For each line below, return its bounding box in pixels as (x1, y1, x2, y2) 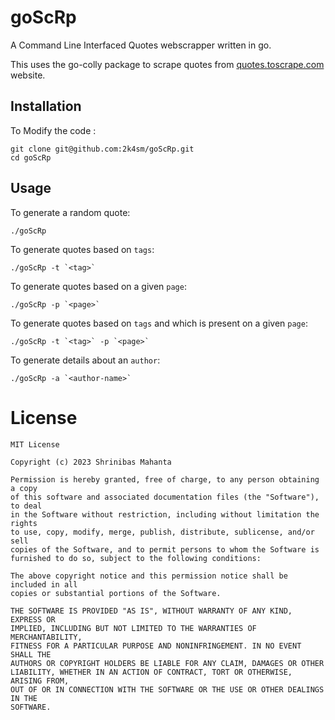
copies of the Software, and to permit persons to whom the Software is (10, 544, 320, 555)
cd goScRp (10, 152, 52, 163)
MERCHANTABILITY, (10, 632, 83, 642)
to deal (10, 501, 43, 511)
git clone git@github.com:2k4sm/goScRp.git (10, 144, 195, 154)
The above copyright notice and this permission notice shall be (10, 571, 288, 581)
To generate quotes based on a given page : (10, 280, 187, 292)
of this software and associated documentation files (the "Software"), (10, 492, 320, 502)
